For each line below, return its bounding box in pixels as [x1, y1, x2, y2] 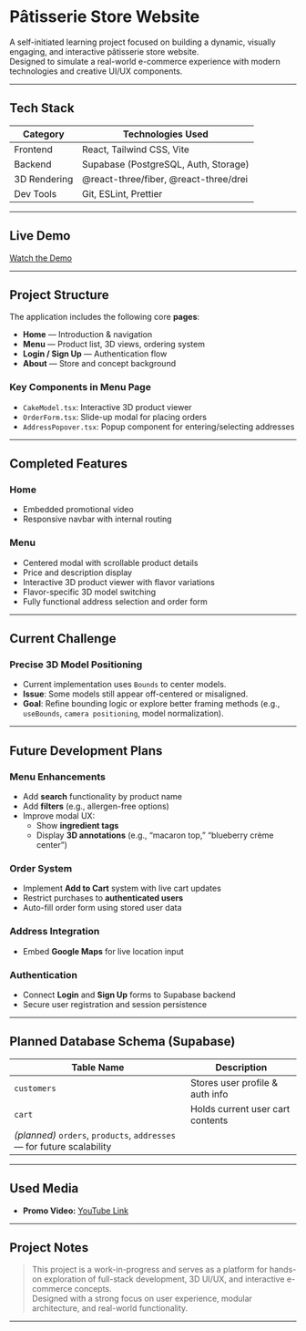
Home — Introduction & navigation [22, 329, 153, 340]
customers [14, 1083, 56, 1093]
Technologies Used [122, 128, 209, 140]
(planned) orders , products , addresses [14, 1129, 176, 1141]
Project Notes [9, 1240, 89, 1255]
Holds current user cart [189, 1102, 291, 1115]
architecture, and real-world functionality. [31, 1303, 189, 1314]
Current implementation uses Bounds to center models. [22, 679, 227, 690]
